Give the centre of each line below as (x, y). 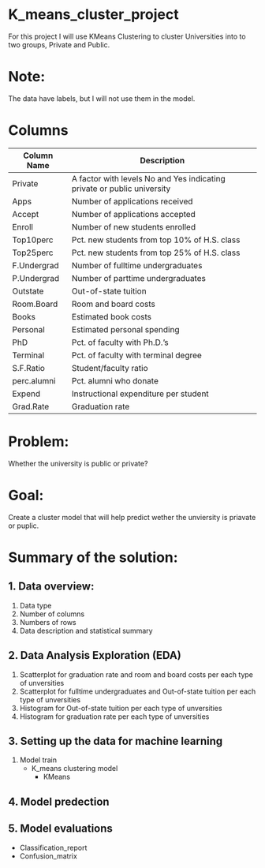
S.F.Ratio (29, 368)
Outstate (28, 291)
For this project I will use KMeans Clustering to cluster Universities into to (127, 36)
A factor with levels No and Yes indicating (149, 178)
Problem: (39, 441)
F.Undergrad (35, 265)
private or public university (121, 189)
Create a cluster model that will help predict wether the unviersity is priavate (132, 517)
